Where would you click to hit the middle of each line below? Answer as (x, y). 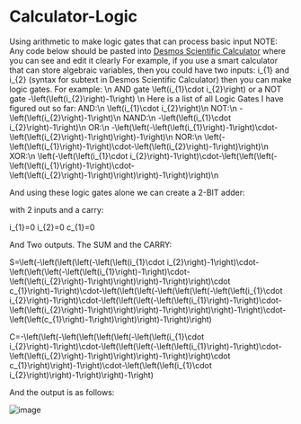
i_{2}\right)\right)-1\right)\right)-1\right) (82, 375)
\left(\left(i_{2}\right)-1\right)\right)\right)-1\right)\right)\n (114, 175)
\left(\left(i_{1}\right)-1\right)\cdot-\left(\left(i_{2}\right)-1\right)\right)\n (139, 146)
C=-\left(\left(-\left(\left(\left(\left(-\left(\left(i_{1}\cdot (107, 336)
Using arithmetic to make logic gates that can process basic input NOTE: (144, 41)
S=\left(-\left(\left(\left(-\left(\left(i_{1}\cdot (87, 261)
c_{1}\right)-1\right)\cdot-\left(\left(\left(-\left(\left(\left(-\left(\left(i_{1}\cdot (146, 290)
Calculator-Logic (73, 17)
